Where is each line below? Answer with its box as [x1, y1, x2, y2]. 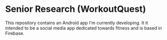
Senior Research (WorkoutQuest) [5, 3, 146, 15]
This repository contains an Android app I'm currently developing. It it [5, 20, 148, 26]
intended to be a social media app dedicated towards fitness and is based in [5, 25, 162, 31]
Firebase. [5, 30, 25, 36]
